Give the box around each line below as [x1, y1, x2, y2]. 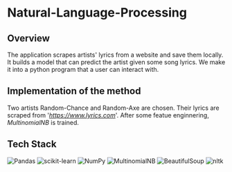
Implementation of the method [7, 85, 141, 97]
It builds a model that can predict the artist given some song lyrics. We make [7, 58, 226, 66]
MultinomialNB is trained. [7, 118, 80, 126]
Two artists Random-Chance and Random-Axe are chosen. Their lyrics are [7, 104, 220, 112]
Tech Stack [7, 138, 57, 150]
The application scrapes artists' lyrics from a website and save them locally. [7, 50, 224, 59]
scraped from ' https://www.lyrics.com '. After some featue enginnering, [7, 111, 209, 119]
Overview [7, 32, 51, 44]
